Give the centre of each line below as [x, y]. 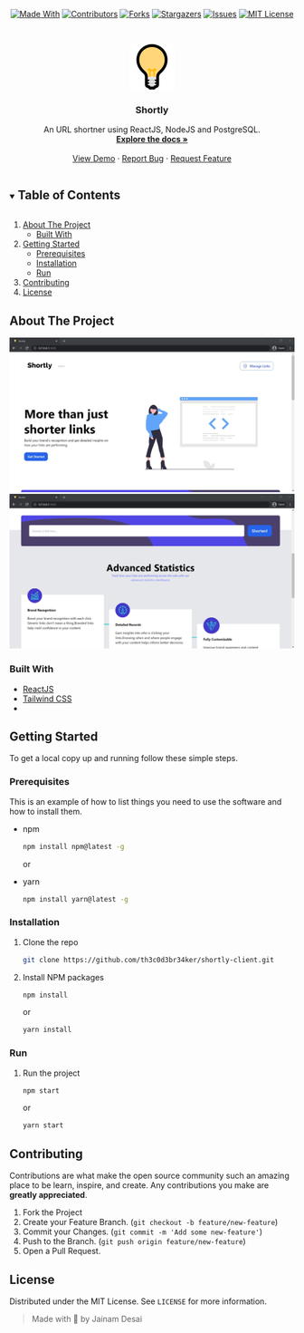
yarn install [47, 1030]
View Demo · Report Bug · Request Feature [152, 159]
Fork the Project [52, 1212]
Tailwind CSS [47, 699]
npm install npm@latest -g [73, 846]
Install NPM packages [63, 977]
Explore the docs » [152, 140]
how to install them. [46, 811]
